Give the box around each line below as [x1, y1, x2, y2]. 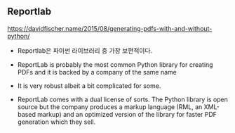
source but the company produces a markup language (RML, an [17, 102, 203, 111]
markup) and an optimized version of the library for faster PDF [37, 110, 217, 118]
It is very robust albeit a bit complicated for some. [17, 81, 161, 90]
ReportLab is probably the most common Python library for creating [17, 60, 213, 69]
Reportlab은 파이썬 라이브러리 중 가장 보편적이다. [17, 46, 153, 55]
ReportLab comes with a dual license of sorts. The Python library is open [17, 95, 228, 103]
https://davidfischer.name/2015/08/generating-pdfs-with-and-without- [7, 24, 213, 32]
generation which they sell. [17, 118, 96, 126]
